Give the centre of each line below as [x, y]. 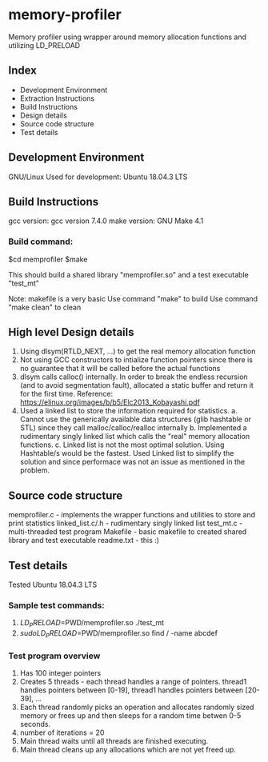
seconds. [35, 724]
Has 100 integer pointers [60, 673]
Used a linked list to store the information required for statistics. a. [128, 411]
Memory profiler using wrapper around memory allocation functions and [127, 37]
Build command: [41, 241]
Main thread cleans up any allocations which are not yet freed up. [128, 750]
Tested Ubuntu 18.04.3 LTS [53, 584]
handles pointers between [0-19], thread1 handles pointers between [132, 690]
